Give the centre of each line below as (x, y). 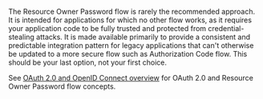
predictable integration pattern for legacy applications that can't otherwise (131, 46)
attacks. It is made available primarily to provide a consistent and (143, 37)
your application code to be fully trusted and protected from (107, 28)
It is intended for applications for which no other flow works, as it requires (130, 20)
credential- (226, 28)
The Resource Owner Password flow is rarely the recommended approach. (132, 12)
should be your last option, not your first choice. (87, 62)
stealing (21, 37)
